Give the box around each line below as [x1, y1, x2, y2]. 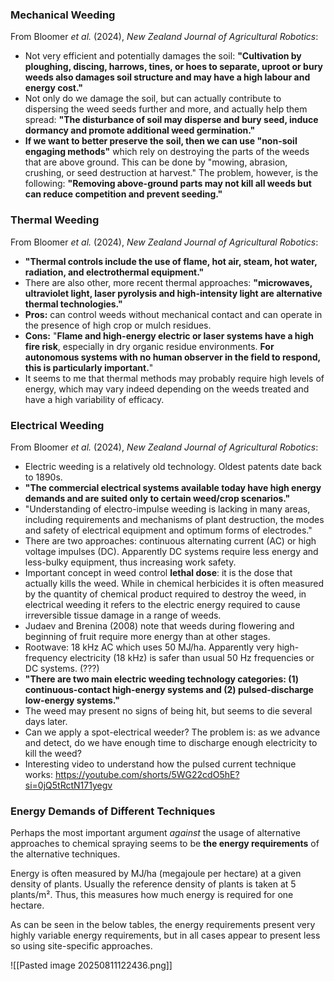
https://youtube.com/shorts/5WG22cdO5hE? [54, 768, 240, 780]
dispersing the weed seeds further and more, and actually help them [24, 103, 308, 115]
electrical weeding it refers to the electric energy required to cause [24, 598, 301, 610]
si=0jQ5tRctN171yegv [24, 779, 113, 791]
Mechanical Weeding [10, 8, 116, 22]
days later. [24, 715, 68, 727]
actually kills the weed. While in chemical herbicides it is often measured [24, 577, 324, 589]
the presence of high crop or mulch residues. [24, 319, 212, 331]
